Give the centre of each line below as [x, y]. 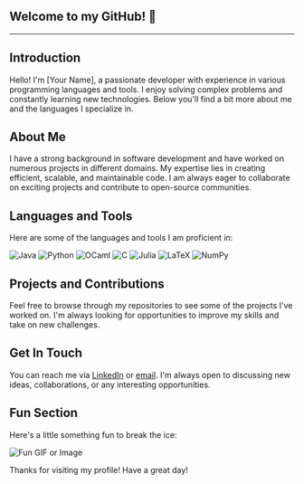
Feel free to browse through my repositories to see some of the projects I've [151, 306]
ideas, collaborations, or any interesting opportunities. [110, 384]
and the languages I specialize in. [71, 109]
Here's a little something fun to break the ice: [93, 434]
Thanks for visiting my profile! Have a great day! [99, 470]
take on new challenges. [55, 325]
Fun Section [44, 413]
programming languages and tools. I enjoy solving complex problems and [146, 89]
